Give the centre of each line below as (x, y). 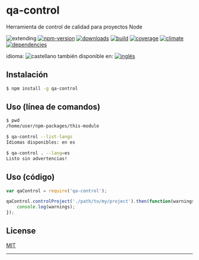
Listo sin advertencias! (37, 158)
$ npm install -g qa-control (42, 88)
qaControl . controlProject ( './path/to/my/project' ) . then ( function (88, 202)
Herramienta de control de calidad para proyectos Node (74, 27)
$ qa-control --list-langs (39, 137)
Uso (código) (31, 177)
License (21, 231)
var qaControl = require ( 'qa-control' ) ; (57, 191)
